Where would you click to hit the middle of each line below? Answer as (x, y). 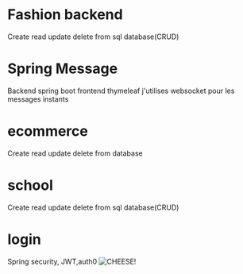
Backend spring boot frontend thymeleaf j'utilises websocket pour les (121, 91)
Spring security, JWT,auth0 (52, 261)
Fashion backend (66, 15)
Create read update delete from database (75, 153)
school (30, 185)
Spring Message (63, 69)
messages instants (38, 99)
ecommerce (48, 131)
